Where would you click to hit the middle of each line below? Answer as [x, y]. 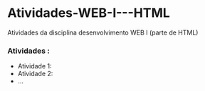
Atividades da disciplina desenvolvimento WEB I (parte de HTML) [103, 32]
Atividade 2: [35, 74]
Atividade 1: [35, 66]
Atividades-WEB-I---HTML [89, 13]
